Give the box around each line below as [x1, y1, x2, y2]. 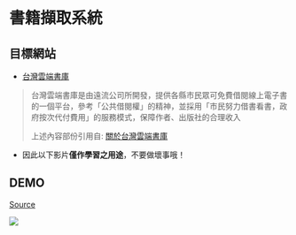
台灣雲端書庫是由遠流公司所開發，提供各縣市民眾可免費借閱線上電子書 [30, 90, 288, 100]
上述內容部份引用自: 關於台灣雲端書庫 [30, 131, 168, 141]
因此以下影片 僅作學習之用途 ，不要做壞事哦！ [21, 149, 186, 160]
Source [9, 199, 35, 209]
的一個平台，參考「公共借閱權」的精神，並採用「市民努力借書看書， [30, 101, 280, 111]
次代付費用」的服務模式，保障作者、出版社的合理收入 [46, 112, 241, 122]
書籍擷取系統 [9, 8, 104, 28]
